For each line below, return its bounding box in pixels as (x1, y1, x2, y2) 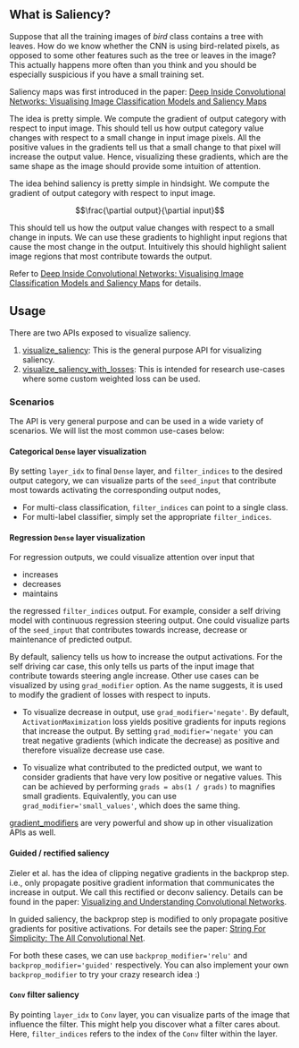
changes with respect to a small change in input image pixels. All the (9, 132, 262, 142)
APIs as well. (9, 827, 56, 838)
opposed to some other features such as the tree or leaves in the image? (9, 49, 277, 61)
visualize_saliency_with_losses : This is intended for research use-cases (21, 363, 286, 374)
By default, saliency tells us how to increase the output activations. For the (9, 652, 283, 662)
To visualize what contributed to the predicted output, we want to (21, 763, 262, 773)
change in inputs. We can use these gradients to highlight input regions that (9, 232, 287, 243)
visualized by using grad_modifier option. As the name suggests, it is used (9, 680, 283, 691)
